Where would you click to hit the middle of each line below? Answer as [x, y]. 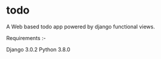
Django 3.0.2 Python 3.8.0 [38, 49]
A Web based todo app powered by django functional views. [81, 27]
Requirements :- [26, 38]
